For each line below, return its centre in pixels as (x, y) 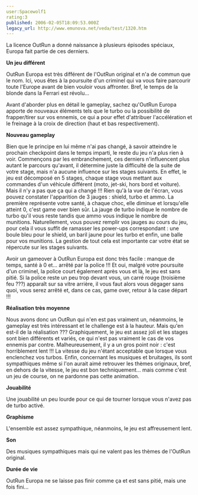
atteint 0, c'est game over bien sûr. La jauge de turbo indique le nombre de (97, 210)
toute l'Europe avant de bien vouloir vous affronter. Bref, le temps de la (92, 87)
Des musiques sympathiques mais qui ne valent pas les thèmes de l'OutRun (98, 452)
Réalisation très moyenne (38, 308)
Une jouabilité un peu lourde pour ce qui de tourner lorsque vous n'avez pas (99, 399)
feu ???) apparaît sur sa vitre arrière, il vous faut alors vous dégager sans (95, 284)
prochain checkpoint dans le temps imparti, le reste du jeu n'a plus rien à (95, 153)
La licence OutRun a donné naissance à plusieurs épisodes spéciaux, (90, 45)
